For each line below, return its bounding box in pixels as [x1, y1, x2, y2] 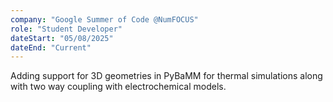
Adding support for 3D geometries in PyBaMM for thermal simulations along [10, 70, 323, 82]
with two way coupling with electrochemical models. [10, 81, 227, 93]
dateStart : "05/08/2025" [10, 33, 114, 43]
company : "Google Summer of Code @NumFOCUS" [10, 14, 199, 25]
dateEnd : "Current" [10, 42, 92, 53]
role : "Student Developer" [10, 24, 123, 34]
